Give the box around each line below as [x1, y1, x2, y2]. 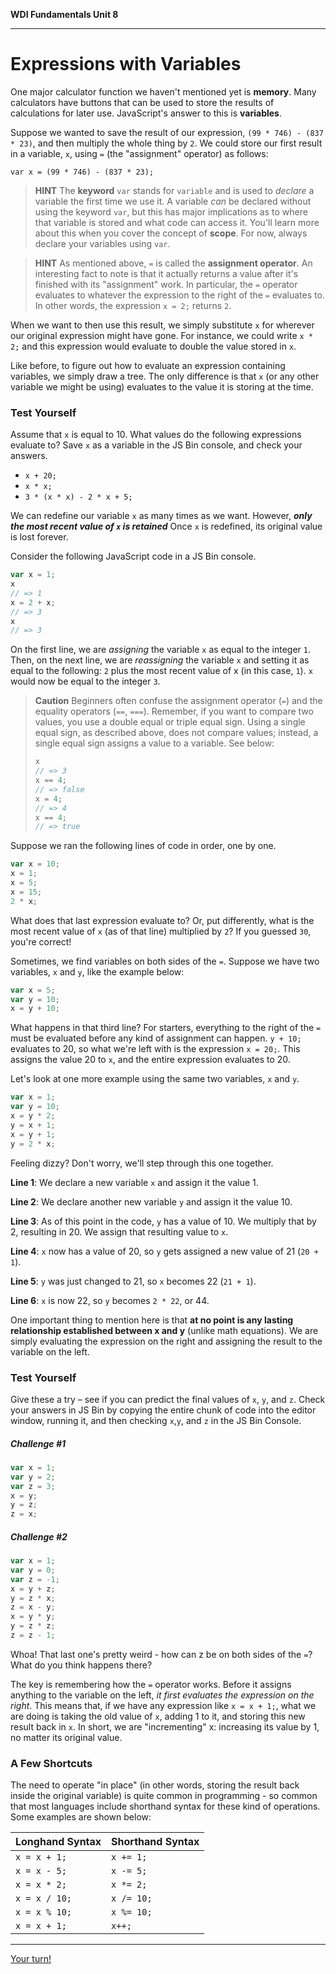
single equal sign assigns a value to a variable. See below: [34, 737, 275, 749]
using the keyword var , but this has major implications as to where [34, 205, 308, 218]
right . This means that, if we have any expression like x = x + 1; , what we [10, 1699, 317, 1711]
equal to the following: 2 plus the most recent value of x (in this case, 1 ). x [10, 665, 313, 677]
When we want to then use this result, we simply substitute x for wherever [10, 319, 315, 331]
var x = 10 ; [10, 859, 60, 869]
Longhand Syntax [15, 1835, 102, 1849]
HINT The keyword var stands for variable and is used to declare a [34, 184, 315, 196]
